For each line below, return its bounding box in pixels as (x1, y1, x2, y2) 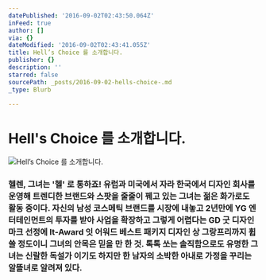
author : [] (8, 26, 44, 34)
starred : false (8, 71, 59, 79)
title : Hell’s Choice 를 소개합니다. (8, 49, 123, 56)
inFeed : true (8, 19, 52, 27)
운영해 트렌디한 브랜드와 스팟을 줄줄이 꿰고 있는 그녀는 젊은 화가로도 (8, 191, 250, 202)
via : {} (8, 33, 34, 42)
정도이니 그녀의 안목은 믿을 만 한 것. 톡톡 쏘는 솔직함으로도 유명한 (17, 239, 249, 250)
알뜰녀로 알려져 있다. (8, 262, 83, 274)
